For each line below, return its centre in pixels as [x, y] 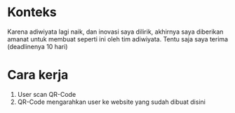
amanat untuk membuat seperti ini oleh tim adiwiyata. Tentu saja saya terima [118, 39]
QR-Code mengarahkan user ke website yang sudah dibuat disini [111, 102]
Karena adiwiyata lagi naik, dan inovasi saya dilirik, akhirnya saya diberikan [115, 32]
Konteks [32, 12]
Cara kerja [38, 75]
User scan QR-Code [47, 94]
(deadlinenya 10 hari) [38, 46]
